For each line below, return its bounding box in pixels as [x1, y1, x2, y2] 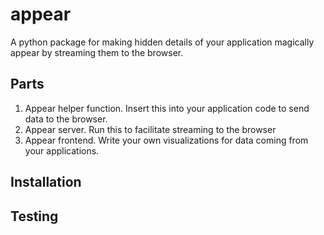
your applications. [24, 144, 100, 157]
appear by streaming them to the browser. [10, 46, 184, 58]
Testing [10, 208, 59, 225]
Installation [10, 174, 82, 191]
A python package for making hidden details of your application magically [10, 36, 315, 48]
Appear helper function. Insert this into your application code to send [24, 102, 310, 114]
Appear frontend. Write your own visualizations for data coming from [24, 134, 309, 146]
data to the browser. [24, 113, 108, 125]
